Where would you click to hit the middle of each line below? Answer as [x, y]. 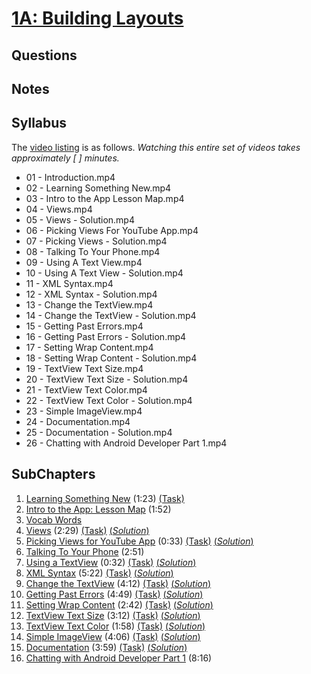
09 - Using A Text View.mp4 [84, 262]
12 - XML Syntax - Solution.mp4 [91, 294]
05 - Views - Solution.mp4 [80, 219]
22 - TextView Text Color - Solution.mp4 [109, 400]
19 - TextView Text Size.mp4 [84, 368]
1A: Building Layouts [97, 18]
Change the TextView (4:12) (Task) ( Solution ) [118, 583]
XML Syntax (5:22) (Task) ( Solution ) [99, 573]
